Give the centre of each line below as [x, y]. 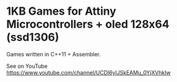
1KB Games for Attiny [61, 11]
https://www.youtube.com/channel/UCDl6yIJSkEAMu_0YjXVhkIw [88, 72]
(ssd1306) [33, 37]
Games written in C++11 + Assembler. [54, 54]
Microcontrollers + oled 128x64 [88, 24]
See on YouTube [27, 66]
